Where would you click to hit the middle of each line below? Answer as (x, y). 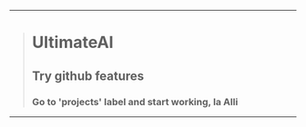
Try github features (88, 76)
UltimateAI (72, 43)
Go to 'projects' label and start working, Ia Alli (135, 102)
